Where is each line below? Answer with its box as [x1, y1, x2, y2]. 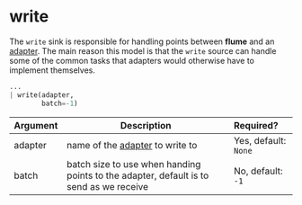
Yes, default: [233, 134, 287, 147]
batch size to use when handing [67, 157, 201, 170]
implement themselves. [9, 65, 96, 76]
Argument [13, 119, 58, 131]
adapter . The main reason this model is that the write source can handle [9, 45, 277, 56]
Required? [233, 119, 279, 131]
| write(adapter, [9, 90, 75, 100]
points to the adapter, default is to [67, 169, 209, 182]
